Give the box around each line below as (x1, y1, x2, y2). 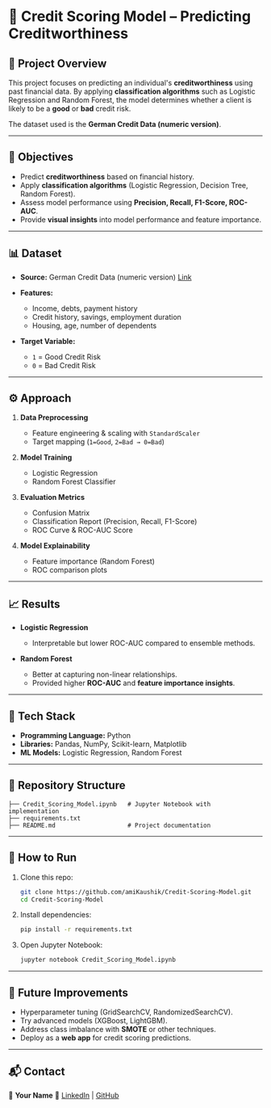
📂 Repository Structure (8, 779, 126, 792)
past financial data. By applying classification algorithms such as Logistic (8, 86, 256, 96)
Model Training (19, 452, 73, 463)
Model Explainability (19, 541, 90, 551)
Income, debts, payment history (31, 303, 139, 313)
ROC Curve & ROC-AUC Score (31, 525, 133, 535)
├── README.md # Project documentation (8, 821, 211, 829)
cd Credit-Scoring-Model (19, 896, 104, 904)
